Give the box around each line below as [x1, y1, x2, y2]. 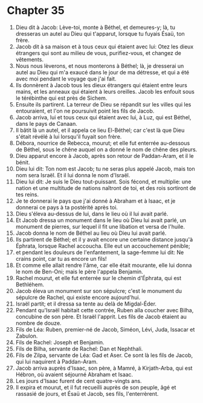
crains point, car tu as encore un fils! [15, 255, 108, 262]
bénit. [15, 159, 30, 166]
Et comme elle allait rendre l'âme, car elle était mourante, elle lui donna [15, 261, 192, 269]
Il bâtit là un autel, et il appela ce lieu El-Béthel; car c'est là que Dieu [15, 126, 185, 134]
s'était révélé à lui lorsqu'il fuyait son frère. [15, 133, 122, 140]
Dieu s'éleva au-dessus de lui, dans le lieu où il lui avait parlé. [15, 210, 169, 217]
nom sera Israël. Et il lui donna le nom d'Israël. [15, 171, 130, 179]
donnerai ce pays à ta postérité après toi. [15, 203, 118, 211]
